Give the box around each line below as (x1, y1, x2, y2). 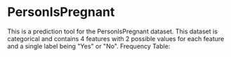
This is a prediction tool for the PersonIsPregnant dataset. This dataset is (7, 27, 218, 35)
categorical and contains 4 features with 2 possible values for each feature (7, 34, 225, 42)
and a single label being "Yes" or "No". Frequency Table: (7, 42, 171, 50)
